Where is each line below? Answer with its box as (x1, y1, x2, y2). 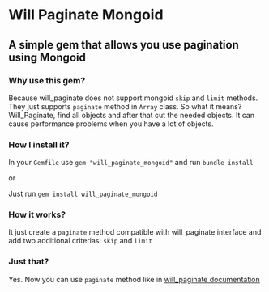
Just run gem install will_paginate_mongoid (8, 188, 158, 199)
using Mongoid (8, 50, 87, 64)
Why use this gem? (8, 74, 86, 86)
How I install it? (8, 139, 70, 150)
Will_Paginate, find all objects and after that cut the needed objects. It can (8, 110, 255, 120)
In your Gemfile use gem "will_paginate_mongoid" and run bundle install (8, 158, 254, 167)
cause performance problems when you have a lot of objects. (8, 119, 214, 129)
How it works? (8, 209, 66, 220)
